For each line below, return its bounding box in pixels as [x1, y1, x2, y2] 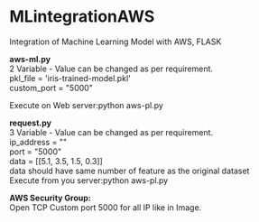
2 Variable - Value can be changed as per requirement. [9, 63, 214, 74]
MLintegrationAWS [9, 6, 155, 27]
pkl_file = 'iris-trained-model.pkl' [9, 72, 131, 83]
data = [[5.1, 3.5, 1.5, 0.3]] [9, 155, 104, 166]
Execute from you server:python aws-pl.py [9, 174, 169, 186]
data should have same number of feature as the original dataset [9, 165, 250, 176]
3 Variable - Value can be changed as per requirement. [9, 126, 214, 137]
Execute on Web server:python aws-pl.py [9, 99, 164, 110]
